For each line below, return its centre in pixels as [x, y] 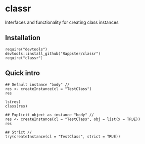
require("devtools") [26, 49]
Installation [23, 38]
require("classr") [24, 58]
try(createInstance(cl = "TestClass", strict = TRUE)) [63, 137]
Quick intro [23, 73]
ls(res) [13, 102]
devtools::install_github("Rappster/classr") [53, 53]
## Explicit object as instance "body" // [49, 115]
